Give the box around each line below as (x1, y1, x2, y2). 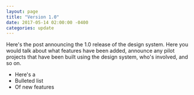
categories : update (6, 25, 54, 31)
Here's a (14, 71, 35, 78)
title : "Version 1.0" (6, 14, 60, 20)
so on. (6, 60, 22, 67)
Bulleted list (14, 77, 44, 84)
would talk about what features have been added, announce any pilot (6, 48, 175, 55)
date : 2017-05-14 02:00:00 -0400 (6, 19, 89, 25)
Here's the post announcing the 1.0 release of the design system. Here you (6, 41, 189, 48)
